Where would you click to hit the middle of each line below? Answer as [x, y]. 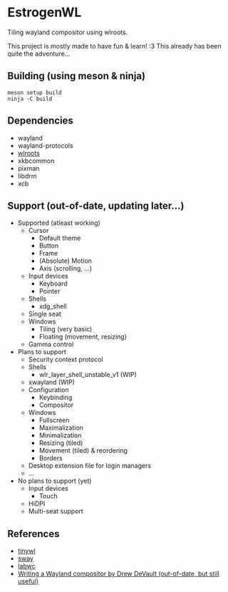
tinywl [26, 551]
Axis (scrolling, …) [66, 269]
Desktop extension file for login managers [90, 466]
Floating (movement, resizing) [83, 337]
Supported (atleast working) [59, 223]
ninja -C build [30, 99]
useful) [28, 581]
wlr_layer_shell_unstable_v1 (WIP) [88, 375]
